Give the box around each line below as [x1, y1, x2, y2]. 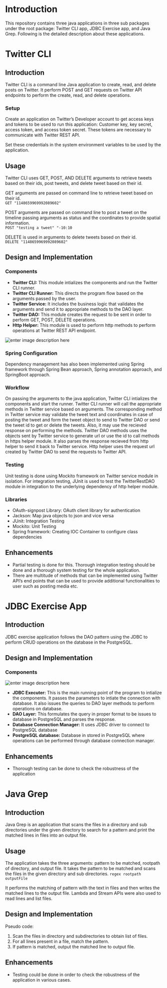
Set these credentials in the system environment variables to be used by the [5, 142, 162, 148]
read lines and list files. [5, 896, 53, 902]
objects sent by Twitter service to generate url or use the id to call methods [5, 433, 160, 439]
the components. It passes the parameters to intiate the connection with [12, 695, 161, 701]
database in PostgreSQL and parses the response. [12, 716, 116, 722]
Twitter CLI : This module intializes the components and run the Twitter [12, 279, 158, 285]
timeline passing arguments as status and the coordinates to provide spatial [5, 215, 161, 221]
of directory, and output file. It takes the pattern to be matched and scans [5, 866, 156, 872]
